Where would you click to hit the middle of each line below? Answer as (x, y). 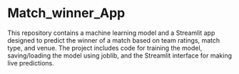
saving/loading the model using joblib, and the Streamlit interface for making (119, 55)
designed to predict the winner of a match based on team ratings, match (114, 40)
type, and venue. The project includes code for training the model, (105, 48)
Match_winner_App (66, 13)
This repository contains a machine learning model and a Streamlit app (111, 33)
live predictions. (31, 63)
